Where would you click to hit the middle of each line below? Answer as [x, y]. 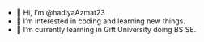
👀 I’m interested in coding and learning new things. [101, 21]
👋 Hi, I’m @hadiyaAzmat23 [60, 13]
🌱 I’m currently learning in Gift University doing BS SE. [106, 29]
